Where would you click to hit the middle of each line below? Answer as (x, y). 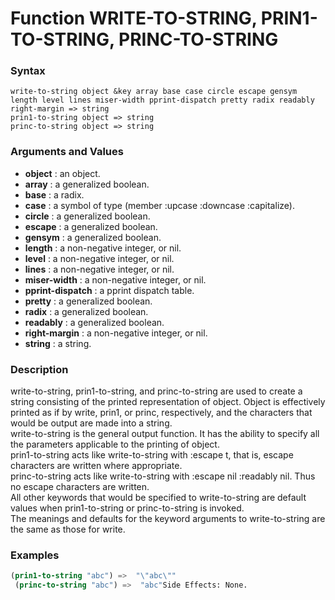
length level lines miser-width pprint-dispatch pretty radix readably (162, 100)
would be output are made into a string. (91, 423)
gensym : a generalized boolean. (93, 237)
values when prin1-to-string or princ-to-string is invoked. (127, 508)
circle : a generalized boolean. (87, 216)
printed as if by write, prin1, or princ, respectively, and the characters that (161, 413)
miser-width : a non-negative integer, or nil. (115, 279)
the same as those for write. (68, 529)
